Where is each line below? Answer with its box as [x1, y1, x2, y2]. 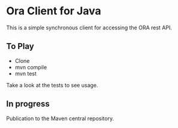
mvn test [14, 70, 37, 77]
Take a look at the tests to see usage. [6, 81, 98, 89]
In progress [6, 99, 50, 109]
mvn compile [14, 63, 47, 71]
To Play [6, 41, 35, 51]
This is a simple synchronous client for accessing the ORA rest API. [6, 24, 173, 31]
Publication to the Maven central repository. [6, 115, 114, 122]
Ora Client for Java [6, 4, 102, 18]
